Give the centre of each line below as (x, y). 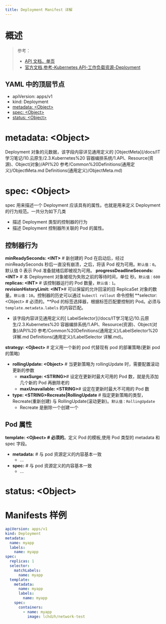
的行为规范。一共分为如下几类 (35, 212)
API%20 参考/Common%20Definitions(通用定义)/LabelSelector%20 (89, 331)
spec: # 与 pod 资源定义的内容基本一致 (52, 465)
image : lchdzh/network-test (56, 617)
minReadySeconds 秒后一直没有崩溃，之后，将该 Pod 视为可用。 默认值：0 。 (82, 264)
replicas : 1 (22, 561)
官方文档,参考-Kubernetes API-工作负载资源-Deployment (83, 67)
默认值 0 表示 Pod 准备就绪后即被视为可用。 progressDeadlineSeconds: (79, 271)
